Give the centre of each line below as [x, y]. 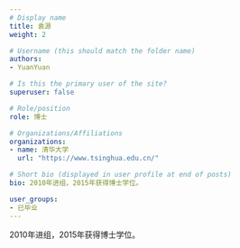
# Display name [38, 18]
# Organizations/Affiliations [66, 133]
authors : [26, 60]
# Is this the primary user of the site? [88, 84]
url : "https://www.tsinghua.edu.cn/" [88, 159]
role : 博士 [28, 117]
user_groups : [34, 199]
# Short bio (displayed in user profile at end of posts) [120, 175]
